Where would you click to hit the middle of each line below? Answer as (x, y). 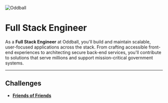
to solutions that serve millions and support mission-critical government (79, 57)
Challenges (23, 83)
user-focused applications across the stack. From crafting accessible (76, 47)
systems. (14, 63)
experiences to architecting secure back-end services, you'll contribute (88, 52)
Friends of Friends (32, 95)
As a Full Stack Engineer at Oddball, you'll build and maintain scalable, (78, 41)
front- (155, 47)
